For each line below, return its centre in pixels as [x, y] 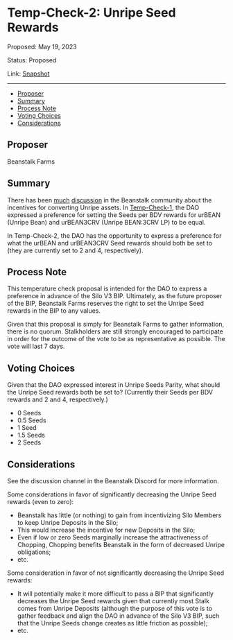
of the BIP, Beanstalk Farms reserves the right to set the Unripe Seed [106, 304]
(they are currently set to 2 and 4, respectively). [75, 250]
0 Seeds [29, 413]
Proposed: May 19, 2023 [42, 46]
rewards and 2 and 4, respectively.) [58, 399]
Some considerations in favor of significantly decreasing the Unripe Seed [112, 494]
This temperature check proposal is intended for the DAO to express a [107, 288]
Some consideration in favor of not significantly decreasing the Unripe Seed [115, 573]
